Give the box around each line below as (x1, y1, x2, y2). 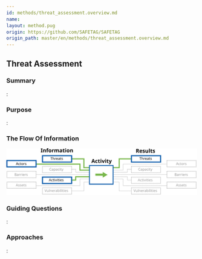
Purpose (6, 105, 32, 114)
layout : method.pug (6, 22, 56, 28)
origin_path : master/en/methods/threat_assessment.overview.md (6, 35, 169, 42)
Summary (6, 76, 36, 85)
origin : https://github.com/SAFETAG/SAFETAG (6, 29, 120, 35)
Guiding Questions (6, 204, 62, 212)
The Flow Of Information (6, 134, 80, 143)
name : (6, 16, 20, 22)
